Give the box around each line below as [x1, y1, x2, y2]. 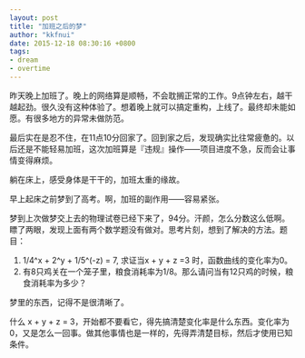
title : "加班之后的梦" [9, 22, 87, 31]
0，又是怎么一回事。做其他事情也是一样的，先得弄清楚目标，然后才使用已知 [9, 327, 293, 338]
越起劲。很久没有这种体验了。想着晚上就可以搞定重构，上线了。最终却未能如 [9, 101, 296, 112]
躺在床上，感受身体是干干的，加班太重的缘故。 [9, 174, 184, 184]
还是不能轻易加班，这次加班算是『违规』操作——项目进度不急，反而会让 [16, 143, 288, 154]
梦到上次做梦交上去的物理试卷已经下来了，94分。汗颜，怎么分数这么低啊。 [9, 213, 290, 224]
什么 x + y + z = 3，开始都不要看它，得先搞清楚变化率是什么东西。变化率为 [9, 315, 290, 327]
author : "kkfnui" [9, 30, 75, 39]
